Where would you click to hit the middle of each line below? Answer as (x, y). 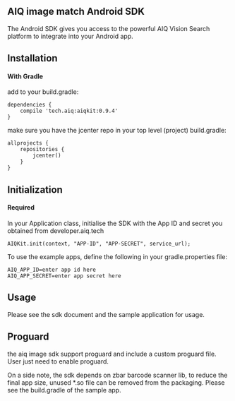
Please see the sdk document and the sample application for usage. (106, 314)
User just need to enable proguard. (58, 361)
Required (21, 208)
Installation (32, 58)
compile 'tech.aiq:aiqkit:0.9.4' (69, 111)
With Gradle (25, 76)
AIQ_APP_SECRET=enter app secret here (64, 276)
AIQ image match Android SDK (76, 12)
